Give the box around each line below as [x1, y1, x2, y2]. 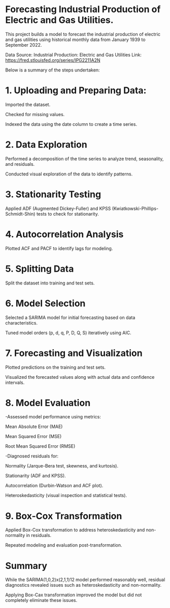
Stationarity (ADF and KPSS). [5, 473, 66, 479]
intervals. [5, 379, 25, 385]
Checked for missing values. [5, 111, 65, 117]
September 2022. [5, 42, 42, 48]
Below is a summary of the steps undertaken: [5, 67, 100, 73]
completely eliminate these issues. [5, 597, 78, 603]
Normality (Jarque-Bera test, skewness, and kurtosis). [5, 463, 118, 469]
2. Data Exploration [5, 139, 87, 151]
